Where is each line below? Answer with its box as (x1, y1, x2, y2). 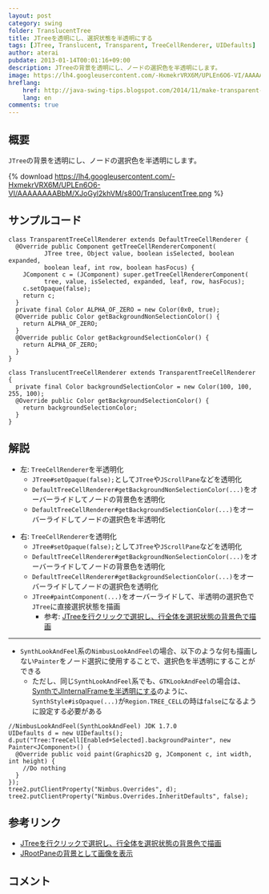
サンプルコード (8, 214, 82, 228)
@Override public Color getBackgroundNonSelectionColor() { (15, 312, 220, 320)
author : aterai (8, 49, 59, 57)
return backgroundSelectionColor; (22, 404, 138, 412)
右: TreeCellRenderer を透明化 (19, 531, 118, 541)
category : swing (8, 19, 62, 27)
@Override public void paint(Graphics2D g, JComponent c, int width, (15, 750, 252, 758)
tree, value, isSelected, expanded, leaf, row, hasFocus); (43, 277, 246, 285)
